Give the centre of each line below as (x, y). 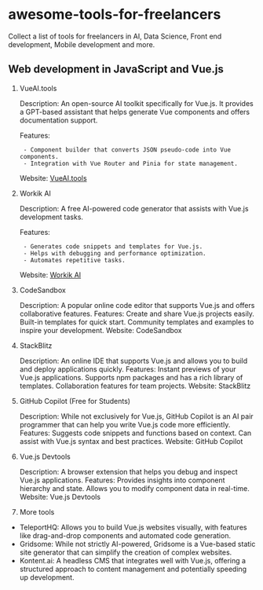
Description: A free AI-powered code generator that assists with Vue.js (134, 208)
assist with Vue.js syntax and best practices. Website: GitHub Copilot (131, 441)
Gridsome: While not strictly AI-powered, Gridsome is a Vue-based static (137, 544)
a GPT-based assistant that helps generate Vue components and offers (135, 112)
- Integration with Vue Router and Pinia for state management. (130, 163)
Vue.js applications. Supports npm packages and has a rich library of (131, 377)
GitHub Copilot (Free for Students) (75, 401)
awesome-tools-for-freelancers (115, 15)
